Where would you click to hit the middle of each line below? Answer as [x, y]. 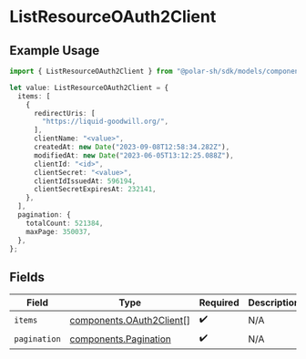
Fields [27, 277]
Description [274, 303]
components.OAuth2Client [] [130, 320]
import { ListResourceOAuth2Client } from [91, 71]
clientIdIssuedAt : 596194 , [85, 181]
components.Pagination [120, 339]
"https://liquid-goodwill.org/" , [106, 122]
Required [219, 303]
